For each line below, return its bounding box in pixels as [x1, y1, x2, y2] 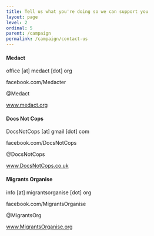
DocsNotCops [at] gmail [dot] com [6, 128, 90, 135]
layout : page [6, 14, 38, 20]
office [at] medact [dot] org [6, 67, 72, 74]
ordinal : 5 [6, 25, 33, 31]
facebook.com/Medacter [6, 79, 66, 86]
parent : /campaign [6, 31, 51, 36]
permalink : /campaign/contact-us [6, 36, 88, 42]
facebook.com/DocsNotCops [6, 139, 77, 147]
